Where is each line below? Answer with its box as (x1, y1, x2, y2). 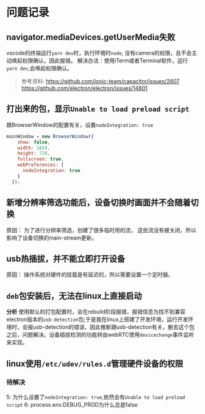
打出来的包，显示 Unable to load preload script (6, 103, 190, 114)
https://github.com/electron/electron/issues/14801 (21, 85, 148, 92)
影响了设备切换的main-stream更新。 (6, 234, 98, 241)
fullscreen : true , (17, 156, 64, 162)
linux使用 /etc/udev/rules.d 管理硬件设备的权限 (6, 358, 184, 369)
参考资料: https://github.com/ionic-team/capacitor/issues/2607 (21, 78, 180, 85)
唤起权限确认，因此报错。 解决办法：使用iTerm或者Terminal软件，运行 (11, 57, 188, 64)
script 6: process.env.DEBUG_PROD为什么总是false (6, 401, 138, 408)
